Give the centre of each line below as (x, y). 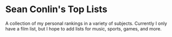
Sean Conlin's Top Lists (56, 9)
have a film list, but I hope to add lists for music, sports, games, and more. (83, 28)
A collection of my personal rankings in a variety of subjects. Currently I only (86, 23)
